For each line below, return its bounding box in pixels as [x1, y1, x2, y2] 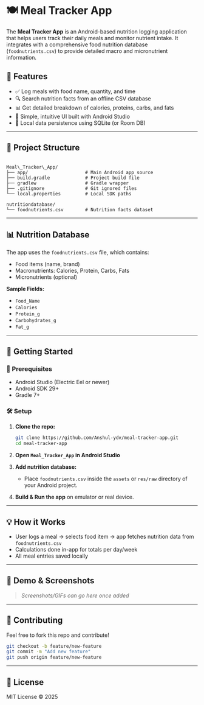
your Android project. [24, 482, 78, 489]
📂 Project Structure [6, 142, 80, 153]
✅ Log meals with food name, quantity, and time [15, 88, 135, 95]
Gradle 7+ [15, 391, 41, 399]
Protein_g [15, 311, 41, 317]
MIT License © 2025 [6, 693, 58, 700]
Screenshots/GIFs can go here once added [21, 592, 129, 599]
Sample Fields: [6, 286, 44, 293]
